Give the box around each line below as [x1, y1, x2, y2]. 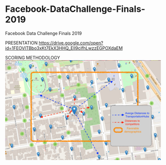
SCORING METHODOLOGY [5, 54, 60, 60]
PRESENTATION [5, 40, 38, 45]
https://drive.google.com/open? [39, 40, 104, 45]
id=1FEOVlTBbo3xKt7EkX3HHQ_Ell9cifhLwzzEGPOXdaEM [5, 45, 123, 51]
